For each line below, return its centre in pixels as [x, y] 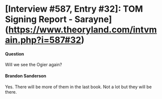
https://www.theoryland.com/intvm [83, 30]
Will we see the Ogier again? [34, 65]
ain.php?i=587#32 [43, 40]
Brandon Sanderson [26, 76]
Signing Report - [39, 19]
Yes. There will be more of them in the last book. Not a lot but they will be [78, 87]
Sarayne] [93, 19]
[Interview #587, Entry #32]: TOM [74, 9]
